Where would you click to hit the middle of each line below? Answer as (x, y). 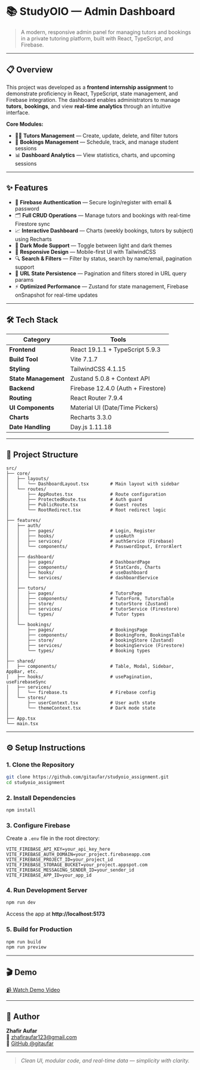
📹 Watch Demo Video (33, 990)
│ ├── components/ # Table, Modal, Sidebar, (90, 667)
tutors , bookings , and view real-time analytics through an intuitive (89, 106)
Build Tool (24, 359)
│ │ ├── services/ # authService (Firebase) (90, 542)
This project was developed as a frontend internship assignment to (90, 87)
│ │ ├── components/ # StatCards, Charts (84, 567)
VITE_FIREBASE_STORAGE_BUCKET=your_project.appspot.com (77, 865)
